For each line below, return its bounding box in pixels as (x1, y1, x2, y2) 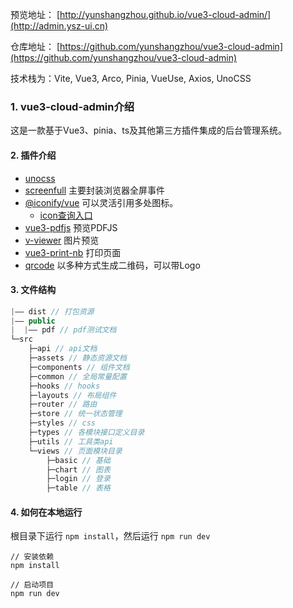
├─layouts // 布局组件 (28, 390, 117, 400)
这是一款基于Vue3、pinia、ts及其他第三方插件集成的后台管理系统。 (10, 124, 288, 137)
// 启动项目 (10, 580, 55, 590)
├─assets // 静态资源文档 (28, 353, 127, 363)
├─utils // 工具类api (28, 436, 114, 447)
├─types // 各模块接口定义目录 (28, 428, 145, 438)
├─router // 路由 (28, 399, 98, 410)
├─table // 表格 (46, 483, 111, 493)
